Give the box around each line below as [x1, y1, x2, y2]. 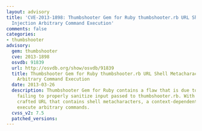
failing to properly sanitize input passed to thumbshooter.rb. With [17, 93, 195, 99]
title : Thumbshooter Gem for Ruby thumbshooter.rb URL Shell [11, 71, 168, 77]
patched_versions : [11, 115, 58, 121]
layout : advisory [6, 8, 50, 15]
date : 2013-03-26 [11, 82, 55, 88]
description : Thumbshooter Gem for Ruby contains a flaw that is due [11, 88, 189, 94]
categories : [6, 31, 36, 37]
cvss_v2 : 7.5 [11, 110, 44, 116]
